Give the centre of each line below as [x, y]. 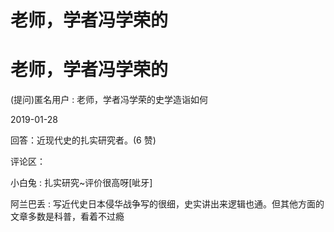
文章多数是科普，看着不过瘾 [67, 217]
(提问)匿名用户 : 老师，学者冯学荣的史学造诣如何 [109, 100]
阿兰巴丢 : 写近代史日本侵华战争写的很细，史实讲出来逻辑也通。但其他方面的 [167, 204]
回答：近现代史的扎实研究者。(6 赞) [83, 140]
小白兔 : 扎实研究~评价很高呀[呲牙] [81, 183]
